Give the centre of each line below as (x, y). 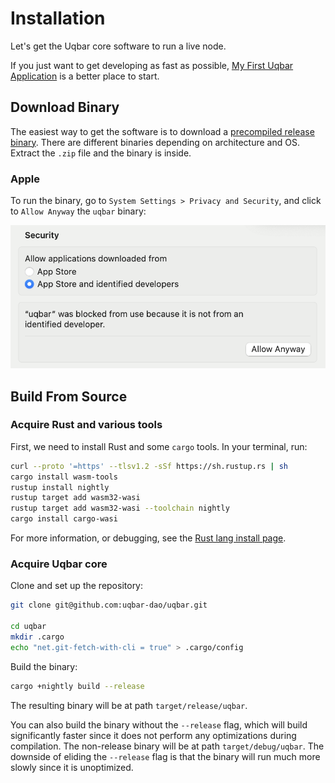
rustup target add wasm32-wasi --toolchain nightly (120, 508)
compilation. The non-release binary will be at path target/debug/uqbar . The (167, 746)
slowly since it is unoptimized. (72, 767)
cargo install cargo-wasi (64, 519)
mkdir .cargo (37, 637)
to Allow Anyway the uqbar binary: (78, 211)
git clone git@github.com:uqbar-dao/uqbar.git (109, 605)
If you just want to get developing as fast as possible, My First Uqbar (152, 65)
